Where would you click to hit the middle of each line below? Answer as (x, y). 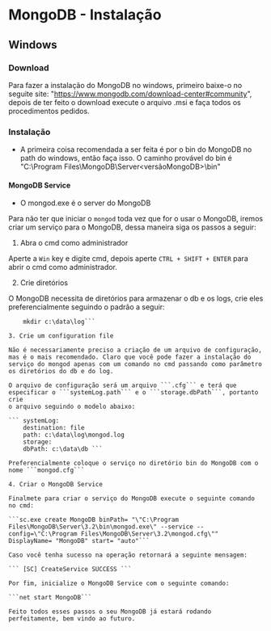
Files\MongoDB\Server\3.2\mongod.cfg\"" (150, 534)
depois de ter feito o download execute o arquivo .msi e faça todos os (125, 102)
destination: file (54, 428)
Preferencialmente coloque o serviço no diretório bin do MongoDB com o (133, 463)
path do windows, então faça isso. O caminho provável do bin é (126, 158)
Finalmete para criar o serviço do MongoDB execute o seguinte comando (131, 498)
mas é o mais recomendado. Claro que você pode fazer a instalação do (130, 357)
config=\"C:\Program (43, 534)
